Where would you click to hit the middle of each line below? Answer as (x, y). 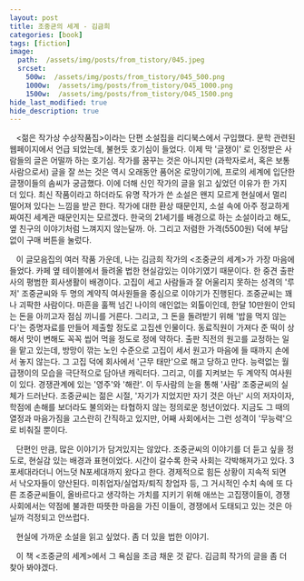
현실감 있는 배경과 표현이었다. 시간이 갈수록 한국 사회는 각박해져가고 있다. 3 (162, 461)
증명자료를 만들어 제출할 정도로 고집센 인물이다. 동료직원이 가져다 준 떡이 (157, 327)
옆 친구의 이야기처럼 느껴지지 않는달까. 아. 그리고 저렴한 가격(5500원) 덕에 (141, 229)
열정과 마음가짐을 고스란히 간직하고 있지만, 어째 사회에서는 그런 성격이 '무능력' (147, 418)
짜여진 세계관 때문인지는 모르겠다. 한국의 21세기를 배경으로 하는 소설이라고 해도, (150, 217)
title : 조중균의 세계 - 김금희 (60, 26)
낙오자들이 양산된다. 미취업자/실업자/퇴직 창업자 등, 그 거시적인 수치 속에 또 (151, 484)
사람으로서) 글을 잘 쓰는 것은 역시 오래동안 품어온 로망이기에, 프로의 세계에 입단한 (152, 172)
